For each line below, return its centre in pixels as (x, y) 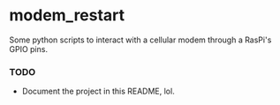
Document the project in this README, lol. (98, 91)
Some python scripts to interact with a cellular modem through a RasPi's (140, 40)
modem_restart (67, 15)
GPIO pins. (29, 49)
